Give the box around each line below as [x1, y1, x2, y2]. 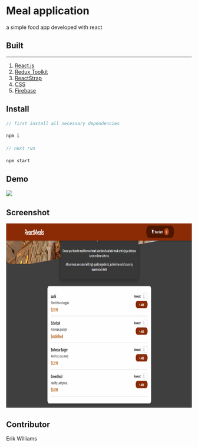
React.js [14, 62, 35, 69]
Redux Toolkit [14, 68, 48, 75]
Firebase [14, 87, 37, 94]
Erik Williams [6, 435, 37, 442]
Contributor [6, 419, 50, 429]
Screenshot [6, 208, 50, 218]
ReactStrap [14, 74, 42, 81]
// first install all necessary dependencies [6, 120, 120, 126]
